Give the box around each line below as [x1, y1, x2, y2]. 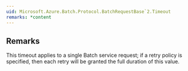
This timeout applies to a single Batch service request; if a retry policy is [6, 51, 183, 59]
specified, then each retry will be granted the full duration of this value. [6, 58, 180, 65]
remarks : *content [6, 14, 52, 20]
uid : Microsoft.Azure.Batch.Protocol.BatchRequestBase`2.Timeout [6, 8, 171, 15]
